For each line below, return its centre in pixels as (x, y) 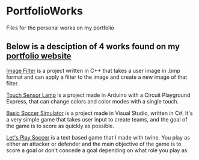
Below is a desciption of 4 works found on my (93, 47)
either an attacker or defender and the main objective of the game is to (94, 144)
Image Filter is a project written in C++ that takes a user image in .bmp (93, 70)
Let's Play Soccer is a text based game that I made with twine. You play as (98, 137)
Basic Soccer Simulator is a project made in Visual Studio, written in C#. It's (100, 113)
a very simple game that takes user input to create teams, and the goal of (97, 119)
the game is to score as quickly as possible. (60, 126)
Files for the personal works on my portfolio (60, 28)
